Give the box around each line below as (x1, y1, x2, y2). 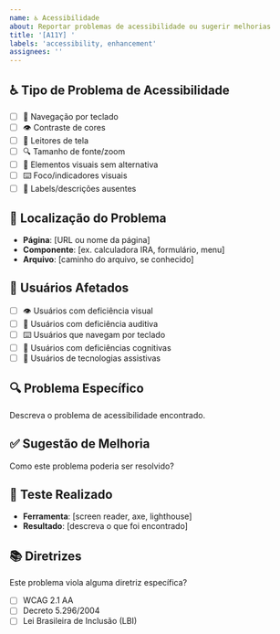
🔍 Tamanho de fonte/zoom (22, 146, 126, 157)
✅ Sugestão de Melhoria (9, 436, 150, 452)
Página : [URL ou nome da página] (22, 235, 150, 245)
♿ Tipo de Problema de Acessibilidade (9, 82, 230, 98)
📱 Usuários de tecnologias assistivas (22, 353, 161, 364)
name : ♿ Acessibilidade (9, 13, 100, 23)
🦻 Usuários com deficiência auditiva (22, 318, 159, 329)
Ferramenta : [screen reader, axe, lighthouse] (22, 511, 192, 522)
